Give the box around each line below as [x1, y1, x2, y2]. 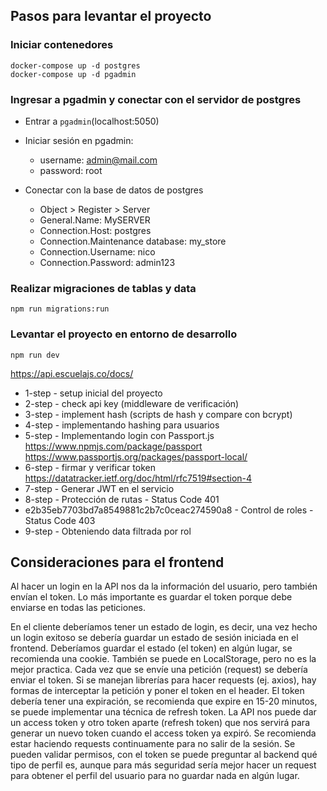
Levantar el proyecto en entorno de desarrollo [10, 327, 238, 341]
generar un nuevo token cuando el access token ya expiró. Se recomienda [10, 727, 317, 739]
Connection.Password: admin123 [39, 256, 176, 268]
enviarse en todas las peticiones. [10, 602, 147, 614]
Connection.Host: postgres [39, 224, 152, 236]
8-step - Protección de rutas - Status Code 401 [24, 493, 220, 505]
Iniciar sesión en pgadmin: [24, 134, 134, 146]
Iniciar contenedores [10, 38, 114, 52]
